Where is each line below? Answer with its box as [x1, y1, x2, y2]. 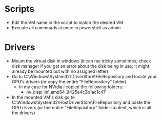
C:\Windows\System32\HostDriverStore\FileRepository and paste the [11, 99, 151, 105]
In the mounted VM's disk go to [11, 94, 75, 100]
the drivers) [11, 110, 35, 116]
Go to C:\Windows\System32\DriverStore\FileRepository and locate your [11, 73, 157, 79]
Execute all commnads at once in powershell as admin [11, 24, 121, 30]
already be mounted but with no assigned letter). [11, 68, 110, 74]
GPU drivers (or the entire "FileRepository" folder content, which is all [11, 104, 152, 110]
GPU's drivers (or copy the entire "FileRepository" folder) [11, 79, 127, 84]
